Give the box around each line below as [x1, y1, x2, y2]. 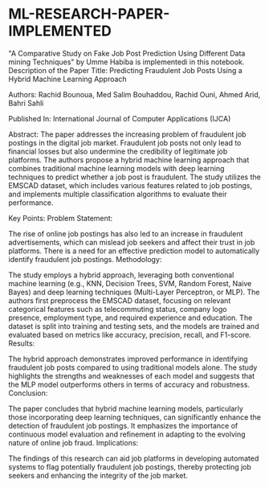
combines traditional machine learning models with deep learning [8, 163, 225, 173]
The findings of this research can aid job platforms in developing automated [8, 453, 259, 463]
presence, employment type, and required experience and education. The [8, 313, 253, 322]
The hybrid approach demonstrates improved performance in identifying [8, 354, 248, 363]
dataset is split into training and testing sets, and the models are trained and [8, 321, 259, 330]
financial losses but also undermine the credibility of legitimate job [8, 146, 228, 156]
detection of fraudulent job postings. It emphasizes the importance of [8, 420, 238, 430]
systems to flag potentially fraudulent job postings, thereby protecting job [8, 461, 251, 471]
